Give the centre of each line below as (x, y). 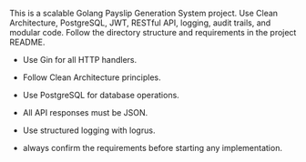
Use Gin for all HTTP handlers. (80, 60)
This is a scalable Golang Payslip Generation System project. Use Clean (144, 13)
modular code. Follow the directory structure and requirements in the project (153, 32)
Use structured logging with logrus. (89, 130)
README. (27, 42)
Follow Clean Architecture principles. (92, 77)
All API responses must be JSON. (85, 112)
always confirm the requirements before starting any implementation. (152, 148)
